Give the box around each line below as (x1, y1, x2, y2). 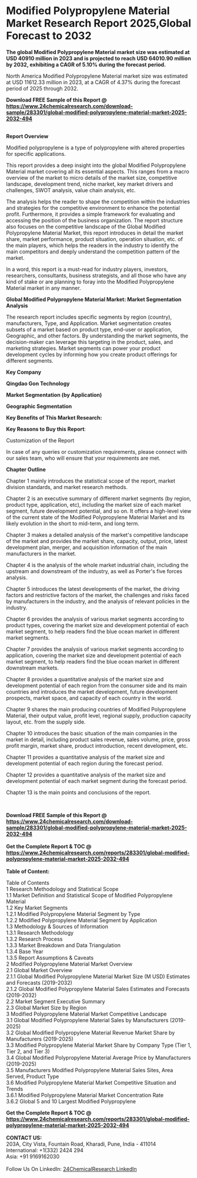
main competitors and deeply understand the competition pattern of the (6, 248, 181, 255)
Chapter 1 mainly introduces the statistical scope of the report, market (6, 477, 175, 484)
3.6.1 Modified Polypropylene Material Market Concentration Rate (6, 1092, 163, 1099)
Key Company (6, 369, 42, 376)
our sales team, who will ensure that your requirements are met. (6, 454, 161, 461)
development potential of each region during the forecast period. (6, 759, 163, 767)
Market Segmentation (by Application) (6, 391, 102, 398)
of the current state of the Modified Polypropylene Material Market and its (6, 513, 185, 521)
